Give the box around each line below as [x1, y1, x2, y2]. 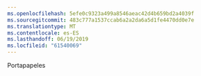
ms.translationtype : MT [7, 23, 77, 30]
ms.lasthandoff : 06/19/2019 [7, 36, 89, 43]
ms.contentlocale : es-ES [7, 29, 79, 37]
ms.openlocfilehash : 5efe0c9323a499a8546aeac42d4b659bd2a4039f [7, 10, 195, 17]
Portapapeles [7, 61, 46, 69]
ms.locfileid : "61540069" [7, 42, 82, 49]
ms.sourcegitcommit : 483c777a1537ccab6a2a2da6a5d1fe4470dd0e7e [7, 17, 195, 23]
